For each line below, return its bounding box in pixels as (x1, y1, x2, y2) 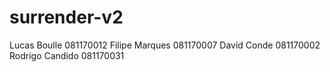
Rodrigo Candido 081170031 (9, 49, 125, 61)
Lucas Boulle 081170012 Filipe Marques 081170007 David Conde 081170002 (9, 39, 321, 51)
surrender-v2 (9, 6, 124, 29)
